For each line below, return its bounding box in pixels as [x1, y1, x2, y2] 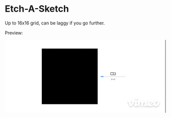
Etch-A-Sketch [5, 3, 69, 15]
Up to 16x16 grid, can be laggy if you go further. [5, 20, 105, 26]
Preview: [5, 29, 23, 36]
